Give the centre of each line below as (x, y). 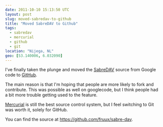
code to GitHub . (21, 75)
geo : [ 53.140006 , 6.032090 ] (34, 56)
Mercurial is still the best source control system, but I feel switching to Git (80, 105)
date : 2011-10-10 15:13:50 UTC (37, 10)
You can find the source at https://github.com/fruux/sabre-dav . (69, 120)
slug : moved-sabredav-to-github (38, 19)
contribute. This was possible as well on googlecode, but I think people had (82, 90)
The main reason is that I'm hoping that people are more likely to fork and (80, 85)
